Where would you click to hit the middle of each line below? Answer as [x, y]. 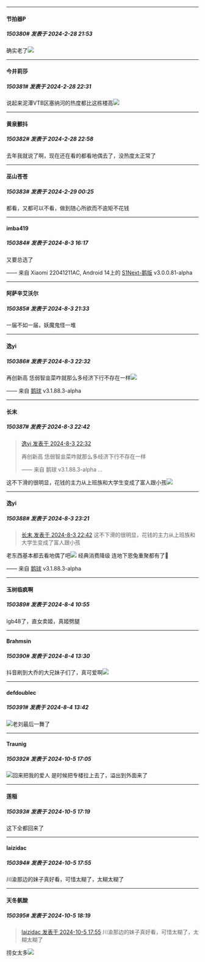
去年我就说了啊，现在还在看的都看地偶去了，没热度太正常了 [81, 155]
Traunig [16, 744]
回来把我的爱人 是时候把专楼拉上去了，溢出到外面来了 [80, 775]
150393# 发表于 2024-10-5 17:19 [48, 812]
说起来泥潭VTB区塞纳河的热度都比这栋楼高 [60, 103]
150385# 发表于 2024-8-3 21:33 [48, 309]
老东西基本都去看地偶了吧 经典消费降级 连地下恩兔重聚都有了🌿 [88, 556]
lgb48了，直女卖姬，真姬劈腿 [43, 621]
